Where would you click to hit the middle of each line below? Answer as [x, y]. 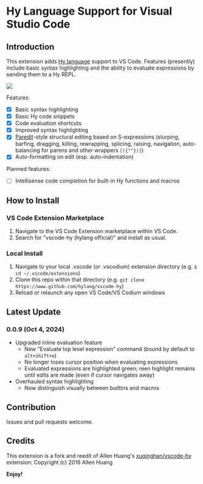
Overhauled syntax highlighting [54, 381]
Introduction [30, 47]
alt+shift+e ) [40, 356]
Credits [21, 441]
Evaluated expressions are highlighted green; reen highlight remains [110, 369]
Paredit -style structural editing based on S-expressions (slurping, [97, 137]
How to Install [33, 200]
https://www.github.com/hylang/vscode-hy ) [69, 286]
